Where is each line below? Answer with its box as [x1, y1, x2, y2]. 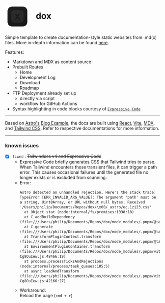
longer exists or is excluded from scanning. [19, 174, 107, 181]
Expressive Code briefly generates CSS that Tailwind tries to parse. [19, 159, 156, 165]
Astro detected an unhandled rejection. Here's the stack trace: [19, 190, 156, 195]
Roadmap [19, 85, 39, 91]
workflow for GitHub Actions [19, 101, 78, 106]
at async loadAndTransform [24, 269, 80, 274]
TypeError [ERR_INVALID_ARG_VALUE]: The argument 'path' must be [19, 195, 156, 200]
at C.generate [24, 225, 53, 230]
